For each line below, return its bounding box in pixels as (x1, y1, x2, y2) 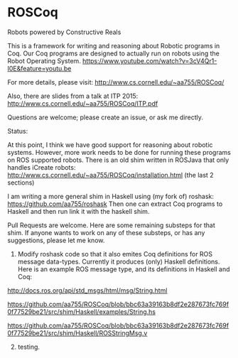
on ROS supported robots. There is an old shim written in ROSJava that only (7, 156, 229, 164)
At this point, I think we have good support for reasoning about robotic (7, 140, 213, 149)
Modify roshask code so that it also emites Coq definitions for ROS (17, 249, 213, 258)
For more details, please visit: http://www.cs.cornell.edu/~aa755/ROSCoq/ (7, 77, 225, 86)
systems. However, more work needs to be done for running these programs (7, 148, 231, 156)
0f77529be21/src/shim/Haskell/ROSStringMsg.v (7, 328, 148, 337)
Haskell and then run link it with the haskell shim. (7, 207, 150, 215)
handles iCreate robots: (7, 163, 76, 171)
